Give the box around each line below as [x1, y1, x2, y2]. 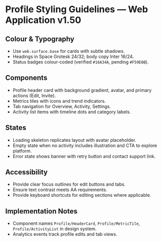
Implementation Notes [5, 207, 78, 216]
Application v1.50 [5, 14, 82, 26]
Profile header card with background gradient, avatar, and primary [12, 87, 152, 93]
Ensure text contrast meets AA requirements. [12, 187, 107, 193]
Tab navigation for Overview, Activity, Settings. [12, 103, 111, 109]
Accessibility [5, 168, 48, 176]
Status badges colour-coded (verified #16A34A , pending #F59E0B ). [12, 59, 149, 65]
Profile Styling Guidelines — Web [5, 4, 148, 15]
